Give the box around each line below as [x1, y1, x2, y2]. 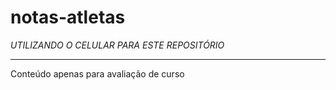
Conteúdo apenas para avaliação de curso [10, 67, 185, 80]
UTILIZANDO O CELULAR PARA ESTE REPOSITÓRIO [10, 39, 225, 51]
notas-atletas [10, 6, 126, 29]
